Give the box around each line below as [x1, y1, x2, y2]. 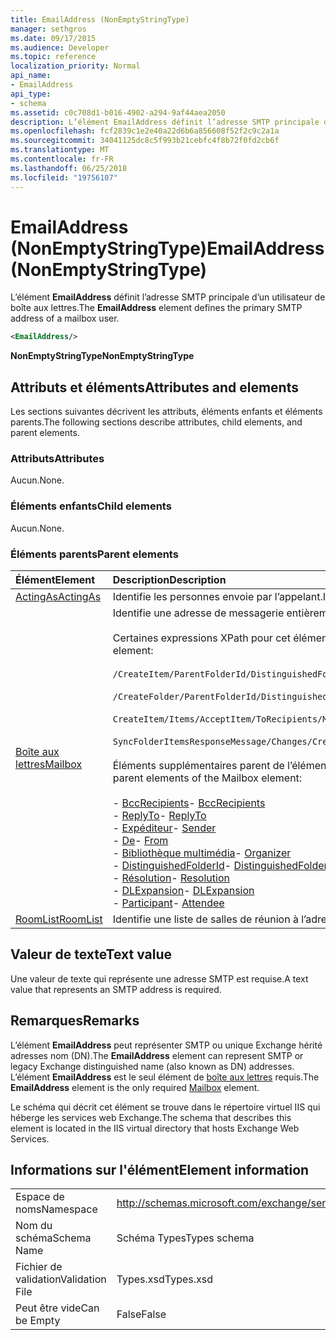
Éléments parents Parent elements [10, 547, 179, 561]
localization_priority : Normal [10, 61, 141, 71]
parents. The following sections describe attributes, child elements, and [10, 416, 303, 428]
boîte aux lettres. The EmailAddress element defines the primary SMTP [10, 302, 303, 314]
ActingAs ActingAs [15, 590, 102, 604]
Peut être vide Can [15, 1301, 100, 1315]
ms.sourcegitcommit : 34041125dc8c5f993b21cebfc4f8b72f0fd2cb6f [10, 136, 280, 146]
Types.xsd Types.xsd [116, 1272, 214, 1286]
